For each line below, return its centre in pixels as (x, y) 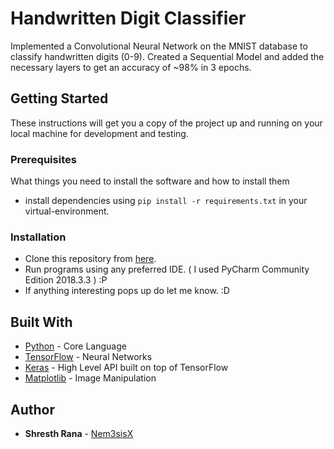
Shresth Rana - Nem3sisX (79, 433)
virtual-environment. (67, 211)
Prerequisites (43, 159)
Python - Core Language (75, 346)
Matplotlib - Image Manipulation (90, 378)
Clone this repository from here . (90, 259)
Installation (38, 237)
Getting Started (59, 98)
